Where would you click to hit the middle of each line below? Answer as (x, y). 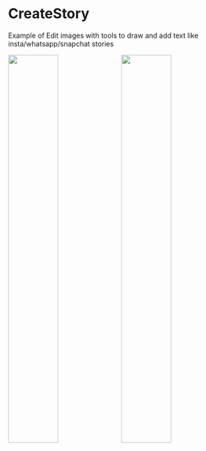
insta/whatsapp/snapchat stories (61, 43)
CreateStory (49, 14)
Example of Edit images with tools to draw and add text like (103, 35)
